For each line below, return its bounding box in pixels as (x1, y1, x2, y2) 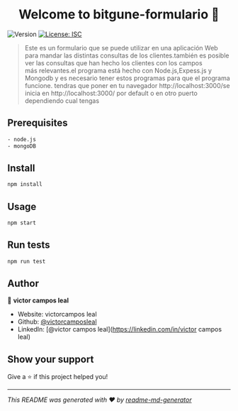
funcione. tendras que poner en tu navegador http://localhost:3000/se (24, 81, 230, 89)
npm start (7, 219, 37, 226)
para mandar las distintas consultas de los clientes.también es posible (24, 51, 229, 60)
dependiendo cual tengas (24, 96, 100, 105)
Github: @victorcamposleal (17, 317, 97, 326)
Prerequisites (7, 117, 68, 129)
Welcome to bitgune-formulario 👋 (18, 6, 220, 23)
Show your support (7, 353, 94, 365)
